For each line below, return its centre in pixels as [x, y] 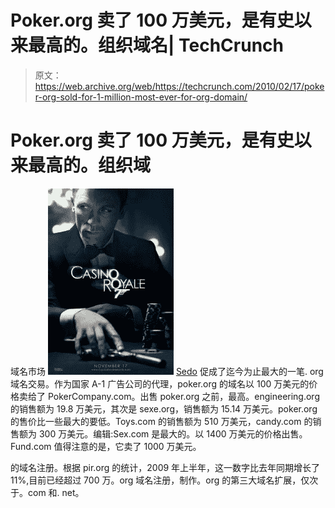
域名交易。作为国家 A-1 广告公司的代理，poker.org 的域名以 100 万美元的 [160, 383]
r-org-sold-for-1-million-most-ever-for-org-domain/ [141, 97]
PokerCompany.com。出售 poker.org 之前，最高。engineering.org [183, 396]
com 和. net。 [56, 492]
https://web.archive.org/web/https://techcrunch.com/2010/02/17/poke [179, 86]
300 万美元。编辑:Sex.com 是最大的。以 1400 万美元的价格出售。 [173, 433]
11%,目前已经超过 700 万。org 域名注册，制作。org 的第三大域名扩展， [156, 480]
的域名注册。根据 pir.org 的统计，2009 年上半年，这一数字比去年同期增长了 [165, 467]
